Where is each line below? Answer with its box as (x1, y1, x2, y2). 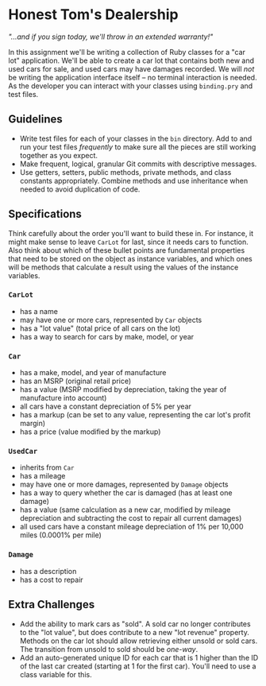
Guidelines (8, 113, 63, 126)
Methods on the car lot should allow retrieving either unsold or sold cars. (19, 636, 258, 645)
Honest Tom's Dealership (8, 6, 179, 24)
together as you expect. (19, 150, 98, 160)
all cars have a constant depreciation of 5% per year (19, 401, 192, 411)
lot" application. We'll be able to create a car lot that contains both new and (8, 56, 255, 65)
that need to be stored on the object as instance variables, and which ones (8, 254, 253, 263)
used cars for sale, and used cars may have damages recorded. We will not (8, 64, 255, 73)
